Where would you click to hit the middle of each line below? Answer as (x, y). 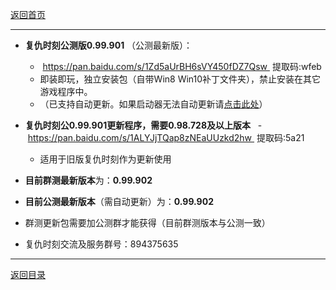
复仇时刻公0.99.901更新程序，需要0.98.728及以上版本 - (143, 125)
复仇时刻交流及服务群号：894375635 (101, 244)
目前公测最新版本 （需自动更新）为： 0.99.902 (119, 201)
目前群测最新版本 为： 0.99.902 (88, 180)
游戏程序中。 (66, 91)
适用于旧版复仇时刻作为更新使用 (105, 159)
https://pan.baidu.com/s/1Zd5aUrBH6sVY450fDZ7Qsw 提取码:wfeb (182, 66)
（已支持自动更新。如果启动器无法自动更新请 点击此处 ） (153, 104)
